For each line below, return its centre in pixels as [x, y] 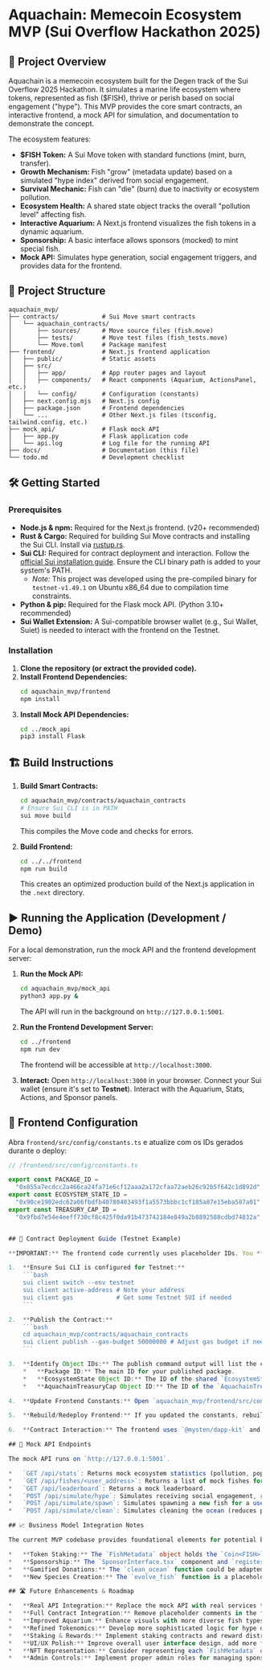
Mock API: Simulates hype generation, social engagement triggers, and [138, 257]
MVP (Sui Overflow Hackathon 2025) [135, 32]
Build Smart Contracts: [59, 786]
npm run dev [40, 1049]
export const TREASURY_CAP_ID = [62, 1209]
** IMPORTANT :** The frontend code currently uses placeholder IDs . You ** [136, 1253]
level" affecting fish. [53, 214]
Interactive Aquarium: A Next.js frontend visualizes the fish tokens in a [138, 223]
